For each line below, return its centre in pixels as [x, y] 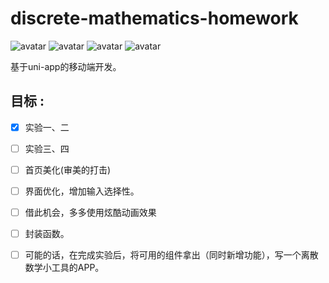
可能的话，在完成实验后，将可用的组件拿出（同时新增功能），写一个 [163, 255]
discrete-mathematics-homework [154, 18]
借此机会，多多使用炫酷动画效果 [90, 212]
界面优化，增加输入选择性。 [82, 191]
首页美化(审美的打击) [67, 169]
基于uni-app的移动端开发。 [66, 66]
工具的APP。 [78, 268]
